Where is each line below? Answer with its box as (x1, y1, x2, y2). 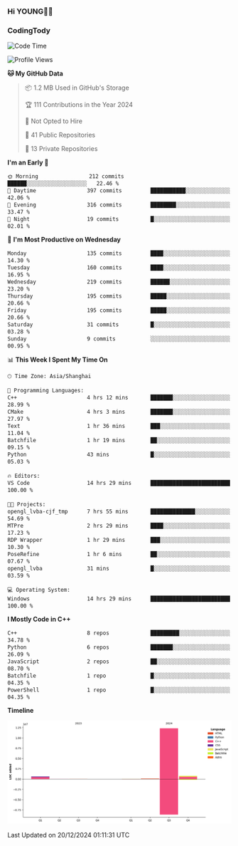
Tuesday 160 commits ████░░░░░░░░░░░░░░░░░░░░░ (7, 264, 231, 271)
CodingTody (7, 25, 51, 35)
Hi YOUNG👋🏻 (7, 6, 53, 16)
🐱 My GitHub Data (7, 69, 64, 78)
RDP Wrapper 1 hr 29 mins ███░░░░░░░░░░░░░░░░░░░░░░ (7, 537, 231, 544)
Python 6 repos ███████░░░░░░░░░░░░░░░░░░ (7, 644, 231, 651)
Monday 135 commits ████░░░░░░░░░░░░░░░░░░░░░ (7, 250, 231, 257)
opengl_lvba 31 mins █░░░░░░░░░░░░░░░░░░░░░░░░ (7, 565, 231, 573)
